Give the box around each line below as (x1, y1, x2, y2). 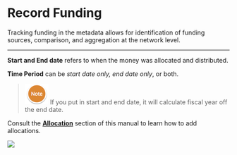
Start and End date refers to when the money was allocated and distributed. (7, 56, 229, 64)
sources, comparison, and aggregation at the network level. (7, 35, 181, 44)
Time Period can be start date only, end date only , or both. (7, 69, 179, 78)
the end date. (24, 105, 63, 113)
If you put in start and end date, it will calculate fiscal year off (49, 97, 228, 106)
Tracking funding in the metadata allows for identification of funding (7, 28, 205, 37)
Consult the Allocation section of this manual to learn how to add (7, 118, 197, 128)
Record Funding (7, 5, 102, 21)
